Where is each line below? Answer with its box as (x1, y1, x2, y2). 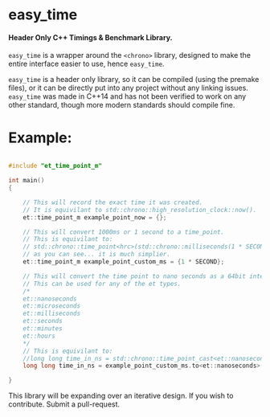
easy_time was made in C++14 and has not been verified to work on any (8, 92, 247, 101)
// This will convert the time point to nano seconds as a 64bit (22, 272, 247, 280)
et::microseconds (22, 302, 81, 310)
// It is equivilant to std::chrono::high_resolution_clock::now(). (22, 206, 257, 214)
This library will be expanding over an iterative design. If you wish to (8, 391, 234, 401)
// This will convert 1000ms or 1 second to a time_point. (22, 227, 225, 236)
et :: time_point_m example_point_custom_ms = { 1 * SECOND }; (22, 258, 225, 266)
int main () (8, 177, 45, 185)
